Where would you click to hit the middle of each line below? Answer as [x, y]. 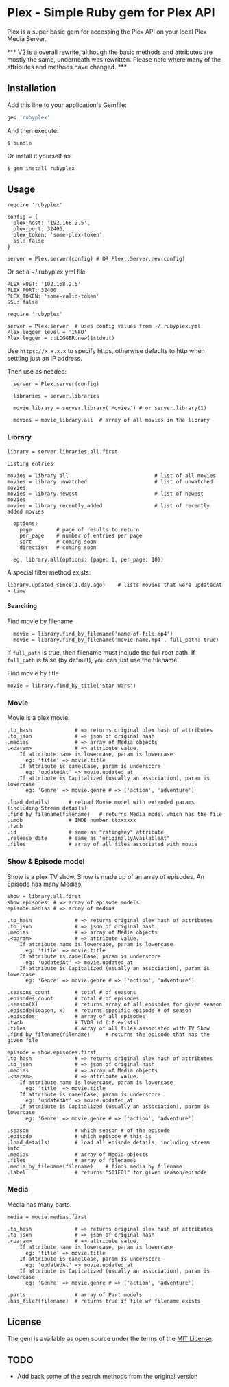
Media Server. [27, 38]
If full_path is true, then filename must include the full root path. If [101, 652]
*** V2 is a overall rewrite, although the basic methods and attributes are [110, 52]
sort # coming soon [58, 542]
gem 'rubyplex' [29, 117]
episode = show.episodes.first [52, 1052]
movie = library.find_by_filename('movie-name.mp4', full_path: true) [116, 640]
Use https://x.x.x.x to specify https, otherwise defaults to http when [106, 351]
